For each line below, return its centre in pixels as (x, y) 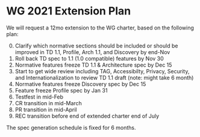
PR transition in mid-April (46, 109)
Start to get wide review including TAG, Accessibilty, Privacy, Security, (102, 71)
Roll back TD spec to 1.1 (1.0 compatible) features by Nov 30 (89, 58)
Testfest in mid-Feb (39, 97)
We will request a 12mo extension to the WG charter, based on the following (100, 28)
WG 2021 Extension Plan (69, 11)
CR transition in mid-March (48, 103)
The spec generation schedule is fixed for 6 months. (71, 127)
